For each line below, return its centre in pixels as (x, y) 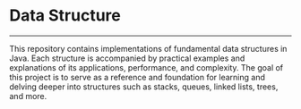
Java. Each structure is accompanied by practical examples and (127, 58)
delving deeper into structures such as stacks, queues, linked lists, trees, (144, 87)
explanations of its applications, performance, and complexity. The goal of (146, 67)
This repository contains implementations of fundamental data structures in (148, 48)
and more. (28, 96)
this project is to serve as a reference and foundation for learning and (138, 77)
